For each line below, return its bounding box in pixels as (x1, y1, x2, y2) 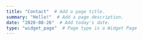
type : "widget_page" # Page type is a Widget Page (6, 25, 137, 31)
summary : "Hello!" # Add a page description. (6, 14, 124, 20)
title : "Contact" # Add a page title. (6, 8, 105, 15)
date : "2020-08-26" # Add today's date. (6, 19, 111, 25)
